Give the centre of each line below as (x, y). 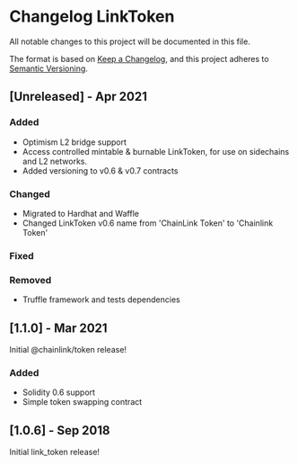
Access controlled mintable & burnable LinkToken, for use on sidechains (156, 151)
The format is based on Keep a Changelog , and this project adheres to (139, 58)
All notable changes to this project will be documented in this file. (130, 41)
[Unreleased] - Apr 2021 (79, 97)
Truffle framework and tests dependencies (101, 300)
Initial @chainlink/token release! (68, 349)
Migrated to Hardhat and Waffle (80, 213)
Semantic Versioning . (48, 68)
